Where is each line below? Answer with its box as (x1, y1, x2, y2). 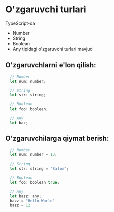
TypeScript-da (5, 20, 35, 26)
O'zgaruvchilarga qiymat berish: (5, 134, 109, 143)
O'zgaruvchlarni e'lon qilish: (5, 61, 96, 69)
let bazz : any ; (10, 193, 42, 199)
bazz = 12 (10, 203, 30, 208)
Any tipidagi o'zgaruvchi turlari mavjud (12, 46, 93, 52)
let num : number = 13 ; (10, 152, 58, 157)
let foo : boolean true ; (10, 180, 60, 185)
